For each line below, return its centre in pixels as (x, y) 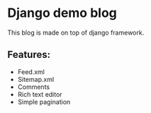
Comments (34, 87)
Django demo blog (62, 13)
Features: (29, 55)
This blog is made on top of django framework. (76, 32)
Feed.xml (31, 71)
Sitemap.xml (36, 79)
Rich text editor (40, 94)
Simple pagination (44, 102)
